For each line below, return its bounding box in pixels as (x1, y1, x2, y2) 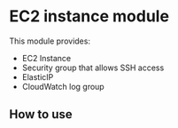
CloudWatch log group (21, 81, 104, 92)
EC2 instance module (9, 6, 170, 27)
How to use (9, 107, 73, 122)
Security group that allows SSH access (21, 62, 165, 73)
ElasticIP (21, 71, 54, 82)
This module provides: (9, 36, 91, 46)
